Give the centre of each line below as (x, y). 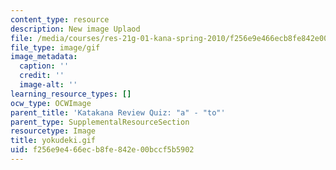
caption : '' (44, 66)
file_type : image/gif (55, 47)
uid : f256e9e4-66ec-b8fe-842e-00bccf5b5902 (102, 150)
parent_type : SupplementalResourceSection (100, 122)
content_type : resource (60, 19)
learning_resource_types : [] (71, 94)
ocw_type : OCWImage (51, 103)
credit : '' (42, 76)
